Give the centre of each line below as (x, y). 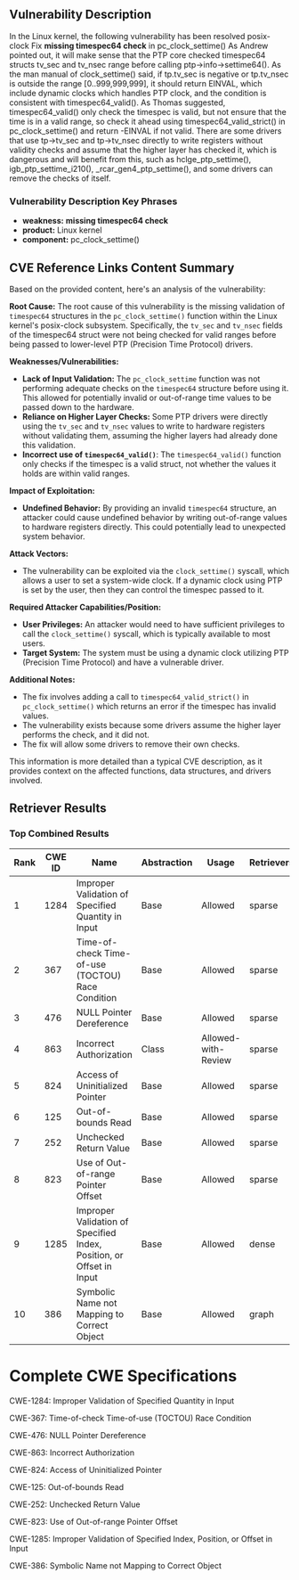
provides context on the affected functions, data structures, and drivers (140, 771)
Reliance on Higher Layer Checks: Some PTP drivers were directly (145, 416)
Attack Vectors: (39, 553)
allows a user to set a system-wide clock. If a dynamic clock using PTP (152, 580)
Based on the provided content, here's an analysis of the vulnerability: (137, 289)
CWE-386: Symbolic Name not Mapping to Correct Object (116, 1565)
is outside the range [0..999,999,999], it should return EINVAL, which (136, 83)
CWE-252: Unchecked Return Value (75, 1504)
